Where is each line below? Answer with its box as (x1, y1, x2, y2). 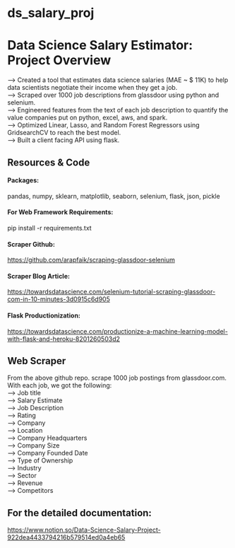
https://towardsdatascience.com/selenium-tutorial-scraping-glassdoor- (7, 288, 216, 296)
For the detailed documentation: (7, 507, 152, 519)
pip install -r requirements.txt (7, 223, 92, 232)
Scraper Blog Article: (7, 272, 71, 280)
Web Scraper (7, 355, 66, 367)
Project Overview (7, 52, 112, 69)
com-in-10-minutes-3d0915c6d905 (7, 295, 111, 303)
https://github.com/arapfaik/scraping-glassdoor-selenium (7, 256, 175, 264)
